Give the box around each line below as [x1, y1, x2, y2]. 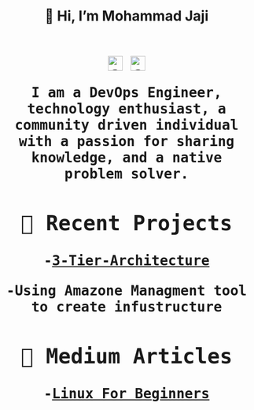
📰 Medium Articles [20, 343, 233, 369]
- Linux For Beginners [43, 385, 210, 402]
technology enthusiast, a [27, 100, 226, 117]
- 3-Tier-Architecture [43, 252, 210, 269]
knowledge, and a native [31, 149, 223, 166]
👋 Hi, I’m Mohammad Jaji [44, 7, 209, 25]
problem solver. [64, 166, 190, 183]
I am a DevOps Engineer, [31, 84, 223, 102]
